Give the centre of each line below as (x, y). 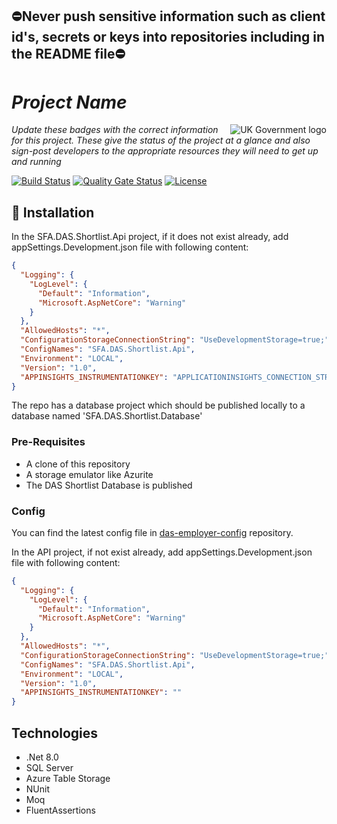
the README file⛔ (68, 54)
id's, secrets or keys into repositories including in (168, 37)
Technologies (55, 733)
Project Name (69, 102)
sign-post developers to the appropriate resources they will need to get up (165, 151)
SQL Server (49, 768)
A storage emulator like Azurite (89, 474)
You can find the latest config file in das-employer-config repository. (152, 532)
